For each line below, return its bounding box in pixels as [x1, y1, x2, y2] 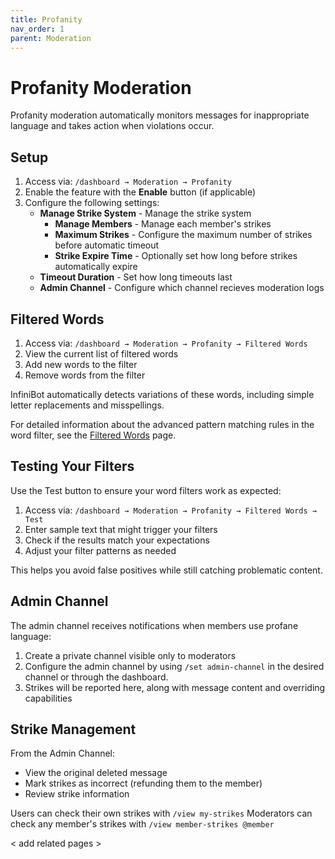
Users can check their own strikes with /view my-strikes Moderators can [10, 807, 313, 820]
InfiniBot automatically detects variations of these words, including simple [10, 388, 315, 400]
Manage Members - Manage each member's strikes [54, 218, 272, 230]
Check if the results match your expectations [24, 534, 210, 546]
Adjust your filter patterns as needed [24, 544, 177, 556]
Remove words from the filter [24, 369, 146, 381]
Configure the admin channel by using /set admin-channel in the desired [24, 660, 325, 672]
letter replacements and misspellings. [10, 399, 165, 411]
